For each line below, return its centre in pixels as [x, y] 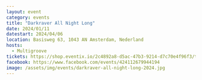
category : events [28, 17]
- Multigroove [29, 51]
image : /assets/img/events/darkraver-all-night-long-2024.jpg [86, 68]
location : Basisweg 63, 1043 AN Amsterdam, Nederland [75, 40]
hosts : [14, 46]
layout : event [24, 12]
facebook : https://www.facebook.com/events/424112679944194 [83, 62]
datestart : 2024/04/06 [35, 34]
